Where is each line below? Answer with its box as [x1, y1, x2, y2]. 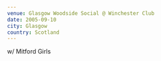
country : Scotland [7, 28, 60, 36]
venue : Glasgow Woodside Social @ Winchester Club [7, 9, 155, 17]
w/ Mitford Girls [7, 47, 51, 56]
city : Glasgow [7, 22, 48, 29]
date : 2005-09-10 [7, 16, 57, 23]
